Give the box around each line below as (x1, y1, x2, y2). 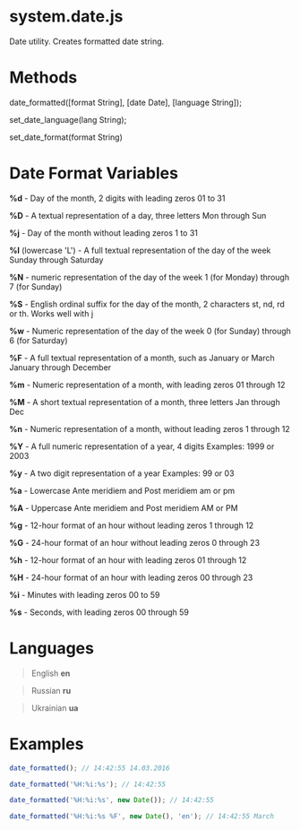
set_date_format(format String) (9, 132, 124, 143)
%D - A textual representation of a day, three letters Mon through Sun (9, 210, 267, 220)
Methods (9, 67, 78, 88)
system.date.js (9, 6, 124, 27)
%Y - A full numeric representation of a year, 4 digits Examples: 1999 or (9, 441, 275, 452)
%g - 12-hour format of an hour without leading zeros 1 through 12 (9, 520, 254, 531)
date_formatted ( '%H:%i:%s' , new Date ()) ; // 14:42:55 (9, 796, 215, 805)
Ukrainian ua (30, 702, 79, 713)
